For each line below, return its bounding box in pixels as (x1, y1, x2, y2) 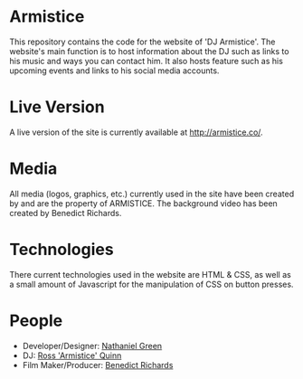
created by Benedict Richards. (9, 207, 122, 218)
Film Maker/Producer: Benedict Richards (22, 359, 174, 370)
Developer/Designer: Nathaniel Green (22, 340, 163, 351)
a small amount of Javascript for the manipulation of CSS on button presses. (9, 279, 294, 289)
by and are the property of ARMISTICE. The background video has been (9, 197, 278, 209)
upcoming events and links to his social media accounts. (9, 65, 220, 76)
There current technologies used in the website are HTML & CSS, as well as (9, 269, 291, 280)
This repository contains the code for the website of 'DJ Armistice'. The (9, 36, 276, 47)
